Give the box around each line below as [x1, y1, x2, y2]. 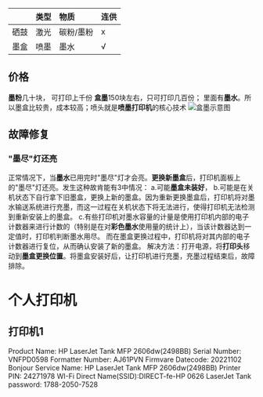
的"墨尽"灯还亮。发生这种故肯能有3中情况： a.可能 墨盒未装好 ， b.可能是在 [8, 182, 248, 191]
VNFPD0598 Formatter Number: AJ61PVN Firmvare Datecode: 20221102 [8, 355, 243, 364]
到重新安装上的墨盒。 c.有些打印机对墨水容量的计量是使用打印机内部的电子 [8, 212, 249, 221]
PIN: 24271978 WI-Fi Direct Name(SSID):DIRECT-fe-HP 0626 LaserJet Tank [8, 371, 252, 381]
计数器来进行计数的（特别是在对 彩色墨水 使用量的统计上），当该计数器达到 [8, 221, 245, 231]
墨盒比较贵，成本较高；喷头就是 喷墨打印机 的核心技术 [14, 102, 186, 112]
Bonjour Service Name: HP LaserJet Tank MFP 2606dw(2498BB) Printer [8, 362, 241, 372]
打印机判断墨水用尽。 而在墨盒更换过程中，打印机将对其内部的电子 [34, 231, 250, 241]
